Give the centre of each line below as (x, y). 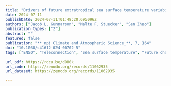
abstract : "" (19, 34)
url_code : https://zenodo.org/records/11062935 (57, 67)
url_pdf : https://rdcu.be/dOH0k (39, 62)
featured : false (22, 39)
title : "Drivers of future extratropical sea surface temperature (77, 10)
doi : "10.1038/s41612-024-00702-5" (43, 48)
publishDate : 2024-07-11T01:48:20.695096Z (51, 19)
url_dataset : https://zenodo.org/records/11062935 (60, 71)
